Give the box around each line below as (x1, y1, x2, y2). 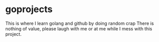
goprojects (5, 4, 53, 15)
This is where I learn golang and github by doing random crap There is (5, 20, 154, 26)
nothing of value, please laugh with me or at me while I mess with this (5, 25, 152, 31)
